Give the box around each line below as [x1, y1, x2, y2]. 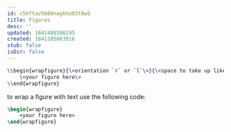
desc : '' [7, 23, 32, 30]
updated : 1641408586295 [7, 29, 76, 36]
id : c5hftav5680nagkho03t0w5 [7, 10, 91, 17]
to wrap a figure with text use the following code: [7, 92, 146, 100]
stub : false [7, 42, 41, 49]
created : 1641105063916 [7, 36, 76, 43]
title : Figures [7, 16, 51, 23]
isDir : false [7, 49, 45, 56]
